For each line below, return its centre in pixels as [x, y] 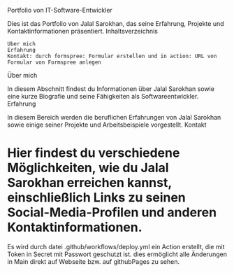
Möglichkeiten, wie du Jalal [88, 168]
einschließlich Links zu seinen [97, 198]
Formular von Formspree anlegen [54, 62]
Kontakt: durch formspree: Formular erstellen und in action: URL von [112, 56]
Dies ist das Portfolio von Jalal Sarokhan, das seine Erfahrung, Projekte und [116, 23]
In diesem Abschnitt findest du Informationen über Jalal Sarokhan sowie [111, 89]
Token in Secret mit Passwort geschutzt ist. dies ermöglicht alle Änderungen [117, 254]
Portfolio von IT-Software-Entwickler [60, 10]
